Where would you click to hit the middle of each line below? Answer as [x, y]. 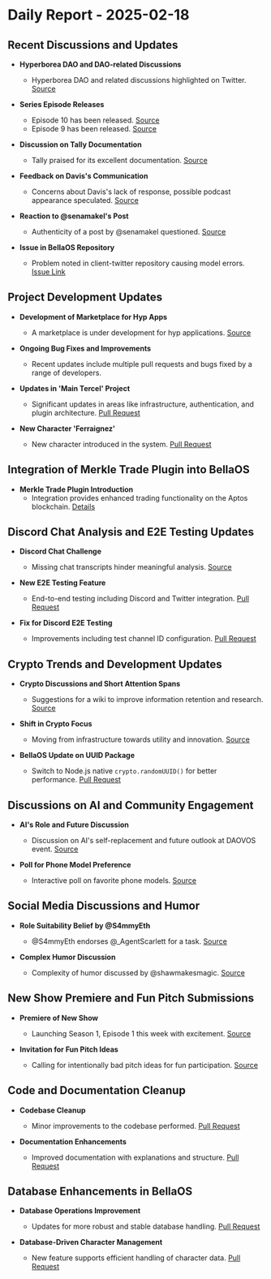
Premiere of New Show [59, 1018]
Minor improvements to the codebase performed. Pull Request [135, 1126]
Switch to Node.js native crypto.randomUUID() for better [124, 771]
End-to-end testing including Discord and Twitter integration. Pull [140, 599]
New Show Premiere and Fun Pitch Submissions [131, 999]
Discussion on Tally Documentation [81, 144]
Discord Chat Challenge [60, 551]
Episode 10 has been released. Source [95, 120]
